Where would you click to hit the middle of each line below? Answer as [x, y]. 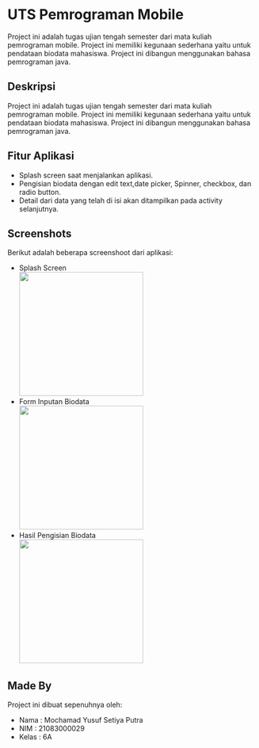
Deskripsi [32, 87]
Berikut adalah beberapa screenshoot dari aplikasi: [90, 253]
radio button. [40, 192]
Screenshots [40, 233]
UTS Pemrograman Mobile [95, 15]
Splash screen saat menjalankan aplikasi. [86, 175]
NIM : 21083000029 [51, 729]
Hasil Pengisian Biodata [57, 536]
